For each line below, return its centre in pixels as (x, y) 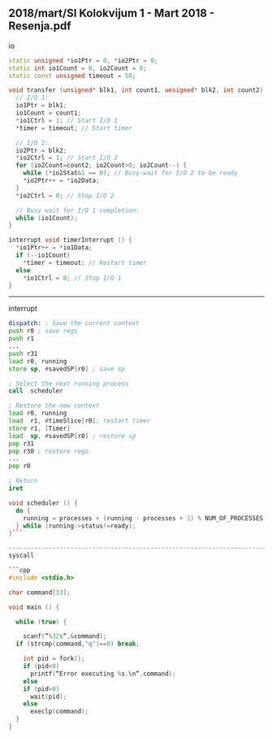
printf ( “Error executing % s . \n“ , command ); (103, 674)
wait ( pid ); (48, 697)
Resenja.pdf (40, 26)
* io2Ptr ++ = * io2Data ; (61, 181)
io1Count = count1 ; (49, 113)
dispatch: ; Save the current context (74, 323)
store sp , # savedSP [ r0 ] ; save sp (67, 369)
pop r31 (22, 443)
